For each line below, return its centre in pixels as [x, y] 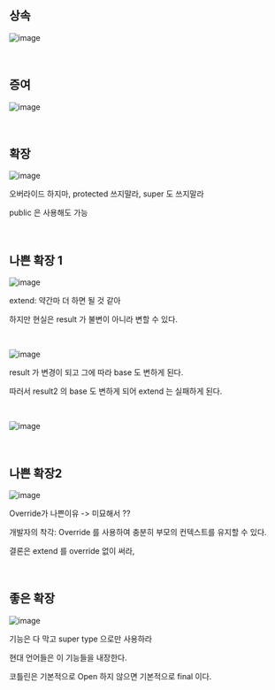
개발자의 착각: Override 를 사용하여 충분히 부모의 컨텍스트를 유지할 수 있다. [138, 533]
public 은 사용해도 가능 [49, 213]
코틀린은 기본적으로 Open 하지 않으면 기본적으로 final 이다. [111, 676]
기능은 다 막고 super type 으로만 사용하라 [81, 639]
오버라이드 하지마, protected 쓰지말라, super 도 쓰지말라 [107, 194]
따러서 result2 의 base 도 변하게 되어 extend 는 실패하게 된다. [116, 391]
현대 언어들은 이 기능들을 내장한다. [68, 657]
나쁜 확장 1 [36, 261]
